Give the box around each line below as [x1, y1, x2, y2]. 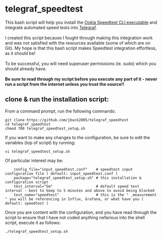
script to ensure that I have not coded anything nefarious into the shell [5, 214, 145, 220]
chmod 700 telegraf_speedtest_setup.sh [5, 126, 86, 131]
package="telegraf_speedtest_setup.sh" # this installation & [14, 175, 142, 180]
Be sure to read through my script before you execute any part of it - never [5, 76, 158, 82]
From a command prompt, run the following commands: [5, 108, 116, 114]
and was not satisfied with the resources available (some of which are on [5, 40, 151, 46]
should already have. [5, 65, 47, 71]
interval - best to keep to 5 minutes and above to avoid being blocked [5, 188, 155, 193]
